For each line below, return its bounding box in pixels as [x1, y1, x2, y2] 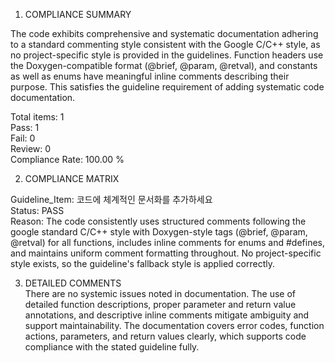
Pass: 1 [10, 122, 40, 133]
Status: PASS [10, 205, 65, 216]
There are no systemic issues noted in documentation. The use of [24, 288, 296, 299]
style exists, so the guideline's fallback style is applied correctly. [10, 258, 275, 269]
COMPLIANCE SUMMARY [24, 9, 132, 20]
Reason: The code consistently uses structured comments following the [10, 215, 307, 227]
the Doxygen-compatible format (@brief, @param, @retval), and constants [10, 60, 318, 71]
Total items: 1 [10, 111, 65, 123]
